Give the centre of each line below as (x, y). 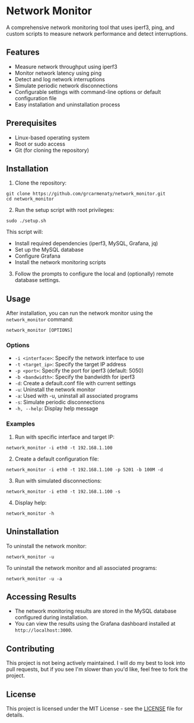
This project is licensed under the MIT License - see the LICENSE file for (94, 709)
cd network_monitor (30, 199)
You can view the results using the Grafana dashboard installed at (95, 624)
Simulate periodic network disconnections (66, 85)
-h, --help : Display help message (56, 408)
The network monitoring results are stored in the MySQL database (96, 611)
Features (23, 53)
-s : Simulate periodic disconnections (60, 402)
